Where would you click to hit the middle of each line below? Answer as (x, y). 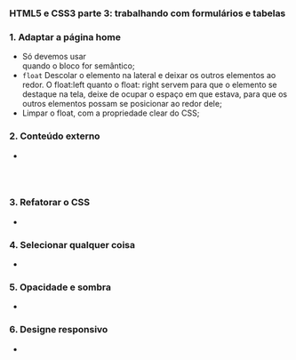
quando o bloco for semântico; (78, 66)
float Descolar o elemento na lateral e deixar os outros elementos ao (149, 76)
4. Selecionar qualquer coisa (72, 244)
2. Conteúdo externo (55, 136)
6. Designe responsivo (59, 330)
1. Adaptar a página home (65, 36)
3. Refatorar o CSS (50, 203)
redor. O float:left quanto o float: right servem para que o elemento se (149, 85)
